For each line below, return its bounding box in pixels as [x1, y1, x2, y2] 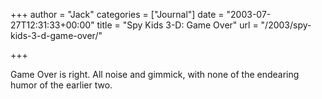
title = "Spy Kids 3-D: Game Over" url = [96, 19, 259, 31]
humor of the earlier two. [10, 79, 113, 91]
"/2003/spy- [260, 19, 312, 31]
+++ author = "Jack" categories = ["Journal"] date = [10, 9, 225, 20]
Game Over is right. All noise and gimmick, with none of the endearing [10, 69, 300, 80]
